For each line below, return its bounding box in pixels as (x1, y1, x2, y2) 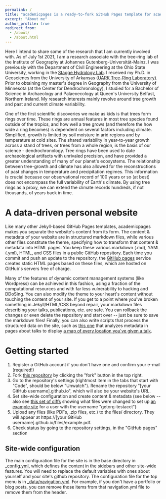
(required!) (12, 367, 35, 373)
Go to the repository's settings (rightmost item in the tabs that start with (12, 377, 159, 383)
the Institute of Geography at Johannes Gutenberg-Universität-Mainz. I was (5, 59, 159, 65)
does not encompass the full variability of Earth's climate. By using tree (5, 179, 150, 185)
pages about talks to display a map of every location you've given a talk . (5, 328, 152, 333)
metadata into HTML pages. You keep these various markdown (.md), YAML (5, 244, 160, 250)
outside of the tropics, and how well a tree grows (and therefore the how (5, 121, 153, 127)
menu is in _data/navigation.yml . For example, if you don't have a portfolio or (5, 479, 161, 485)
